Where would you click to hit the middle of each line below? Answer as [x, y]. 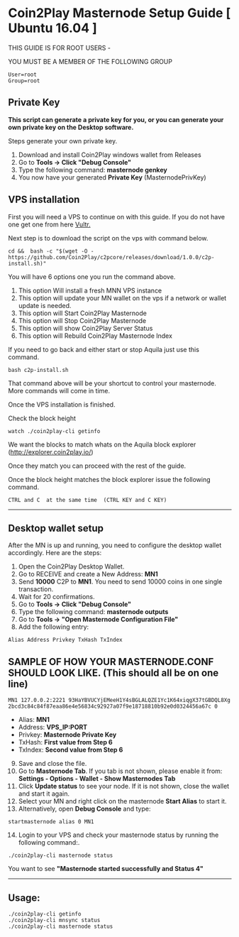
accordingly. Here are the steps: [55, 553]
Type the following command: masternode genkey [93, 170]
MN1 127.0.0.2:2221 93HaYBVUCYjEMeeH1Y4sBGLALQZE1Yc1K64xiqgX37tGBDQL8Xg [119, 701]
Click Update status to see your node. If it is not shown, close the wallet [124, 787]
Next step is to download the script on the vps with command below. [108, 238]
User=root [23, 75]
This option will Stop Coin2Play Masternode [82, 320]
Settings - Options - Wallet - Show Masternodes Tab [97, 779]
